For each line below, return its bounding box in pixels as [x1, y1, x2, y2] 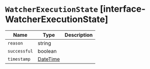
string [37, 40, 51, 46]
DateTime [37, 55, 60, 62]
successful [7, 48, 33, 54]
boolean [37, 47, 57, 54]
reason [7, 40, 23, 46]
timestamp [7, 56, 31, 62]
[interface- [100, 3, 146, 15]
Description [65, 31, 93, 38]
